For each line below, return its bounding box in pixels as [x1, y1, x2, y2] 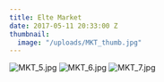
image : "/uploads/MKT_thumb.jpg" [17, 37, 142, 47]
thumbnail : [9, 29, 50, 38]
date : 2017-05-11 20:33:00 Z [9, 21, 118, 30]
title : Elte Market [9, 12, 82, 22]
